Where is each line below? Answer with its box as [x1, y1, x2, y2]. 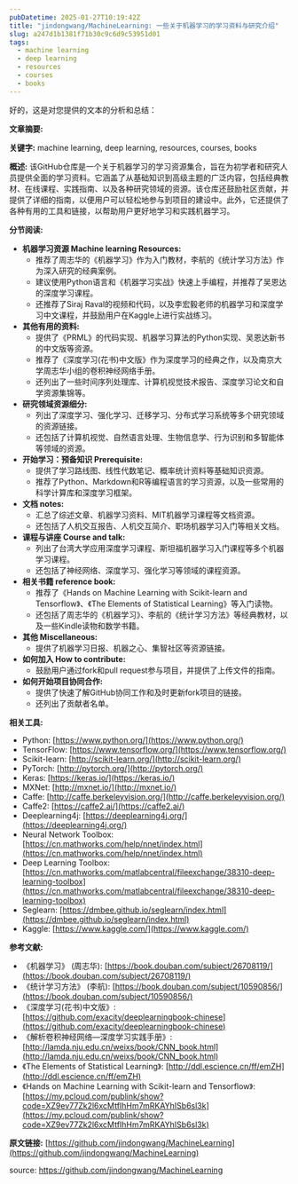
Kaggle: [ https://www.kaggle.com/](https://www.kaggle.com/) [21, 923, 249, 934]
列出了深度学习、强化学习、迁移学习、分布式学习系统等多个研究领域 [35, 409, 285, 420]
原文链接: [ [9, 1137, 49, 1148]
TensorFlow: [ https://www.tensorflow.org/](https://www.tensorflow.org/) [21, 744, 286, 754]
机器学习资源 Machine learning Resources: [21, 243, 182, 254]
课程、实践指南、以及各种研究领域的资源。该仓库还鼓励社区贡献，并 [39, 183, 289, 193]
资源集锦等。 [43, 387, 90, 398]
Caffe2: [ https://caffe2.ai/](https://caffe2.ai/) [21, 801, 185, 811]
